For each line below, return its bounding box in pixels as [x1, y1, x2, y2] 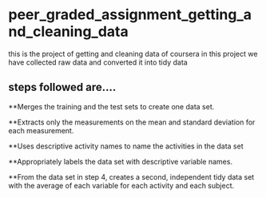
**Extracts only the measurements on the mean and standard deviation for [8, 117, 256, 127]
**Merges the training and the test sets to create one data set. [8, 101, 215, 111]
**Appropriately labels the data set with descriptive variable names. [8, 156, 233, 166]
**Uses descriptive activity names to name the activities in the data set [8, 141, 244, 151]
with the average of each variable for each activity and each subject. [8, 180, 235, 190]
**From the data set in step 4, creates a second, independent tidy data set [8, 172, 255, 181]
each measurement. [8, 125, 74, 135]
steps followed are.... [8, 81, 117, 94]
